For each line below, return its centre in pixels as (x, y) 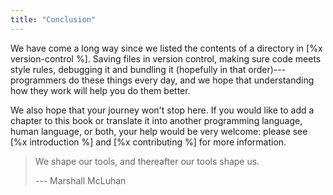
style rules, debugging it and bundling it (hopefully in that (128, 69)
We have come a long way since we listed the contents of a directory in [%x (166, 48)
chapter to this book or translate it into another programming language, (156, 120)
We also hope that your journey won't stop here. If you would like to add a (162, 110)
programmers (38, 80)
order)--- (267, 69)
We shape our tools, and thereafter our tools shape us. (147, 161)
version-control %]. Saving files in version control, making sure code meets (166, 58)
